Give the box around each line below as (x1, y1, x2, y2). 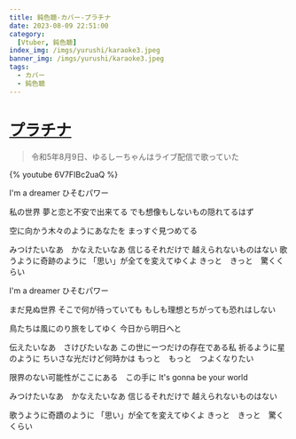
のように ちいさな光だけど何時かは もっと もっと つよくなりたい (9, 353, 254, 363)
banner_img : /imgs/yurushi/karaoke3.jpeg (9, 54, 165, 63)
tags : (9, 63, 29, 72)
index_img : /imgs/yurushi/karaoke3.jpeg (9, 46, 161, 55)
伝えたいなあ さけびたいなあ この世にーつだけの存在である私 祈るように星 (9, 341, 285, 352)
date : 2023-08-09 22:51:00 (9, 21, 109, 30)
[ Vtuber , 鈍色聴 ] (17, 37, 77, 47)
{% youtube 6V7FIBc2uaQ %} (9, 169, 118, 180)
